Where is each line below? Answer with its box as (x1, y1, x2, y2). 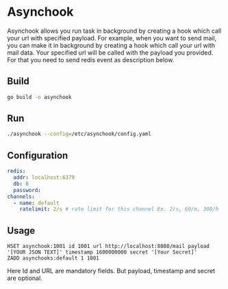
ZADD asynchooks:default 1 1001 (7, 255, 99, 262)
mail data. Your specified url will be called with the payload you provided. (7, 49, 214, 57)
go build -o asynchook (7, 94, 72, 100)
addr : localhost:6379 (13, 174, 75, 181)
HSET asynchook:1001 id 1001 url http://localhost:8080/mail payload (7, 243, 210, 250)
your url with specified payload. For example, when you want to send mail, (7, 33, 217, 42)
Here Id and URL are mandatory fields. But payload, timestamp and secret (7, 267, 216, 275)
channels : (7, 193, 36, 200)
